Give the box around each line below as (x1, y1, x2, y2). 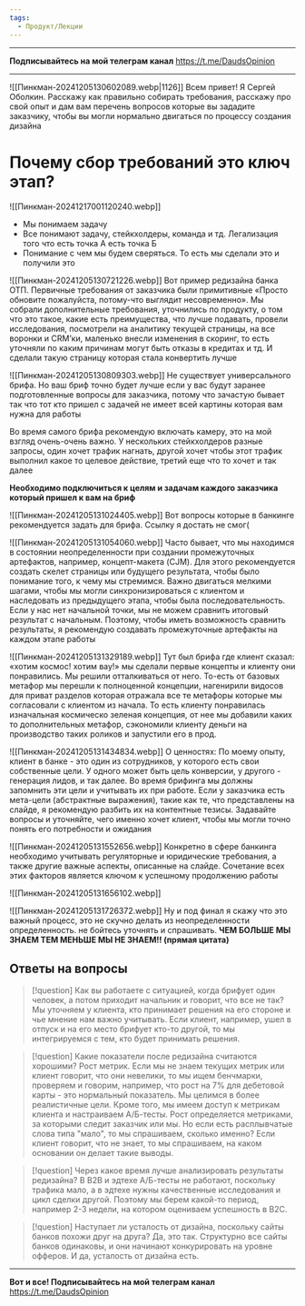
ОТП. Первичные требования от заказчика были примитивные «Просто (9, 285, 289, 296)
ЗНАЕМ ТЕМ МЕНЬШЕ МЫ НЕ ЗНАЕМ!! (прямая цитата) (9, 934, 230, 946)
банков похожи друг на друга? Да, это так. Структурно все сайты (31, 1231, 288, 1242)
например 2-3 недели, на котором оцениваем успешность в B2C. (31, 1204, 288, 1215)
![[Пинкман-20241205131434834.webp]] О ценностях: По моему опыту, (9, 747, 286, 758)
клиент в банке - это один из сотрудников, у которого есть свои (9, 756, 260, 767)
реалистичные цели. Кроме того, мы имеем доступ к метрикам (31, 1100, 280, 1110)
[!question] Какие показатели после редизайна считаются (31, 1051, 257, 1062)
